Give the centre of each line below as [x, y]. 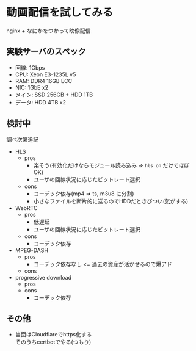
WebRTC [26, 208]
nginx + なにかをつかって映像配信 [49, 31]
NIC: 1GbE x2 [32, 87]
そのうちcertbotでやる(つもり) [53, 342]
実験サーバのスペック [46, 52]
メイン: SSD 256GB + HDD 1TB [54, 95]
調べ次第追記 [22, 139]
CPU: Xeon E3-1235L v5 [45, 74]
